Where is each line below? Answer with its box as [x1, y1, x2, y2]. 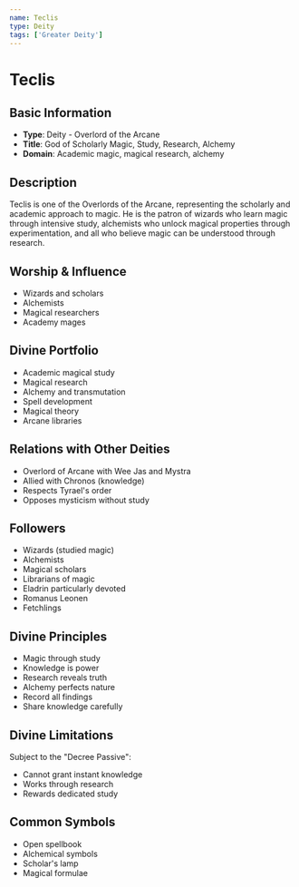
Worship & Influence [9, 264, 127, 279]
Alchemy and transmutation [22, 386, 126, 397]
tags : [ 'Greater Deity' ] [9, 30, 103, 39]
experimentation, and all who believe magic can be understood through [9, 228, 276, 239]
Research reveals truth [22, 672, 107, 683]
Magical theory [22, 405, 80, 416]
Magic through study [22, 653, 101, 664]
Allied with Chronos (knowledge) [22, 475, 145, 486]
